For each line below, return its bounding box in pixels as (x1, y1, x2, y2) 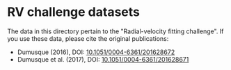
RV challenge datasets (7, 4, 141, 20)
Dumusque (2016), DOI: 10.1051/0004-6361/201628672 (17, 48, 175, 56)
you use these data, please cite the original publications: (7, 34, 169, 42)
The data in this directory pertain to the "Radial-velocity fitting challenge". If (7, 27, 224, 35)
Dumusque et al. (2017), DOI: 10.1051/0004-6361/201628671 (17, 55, 189, 63)
